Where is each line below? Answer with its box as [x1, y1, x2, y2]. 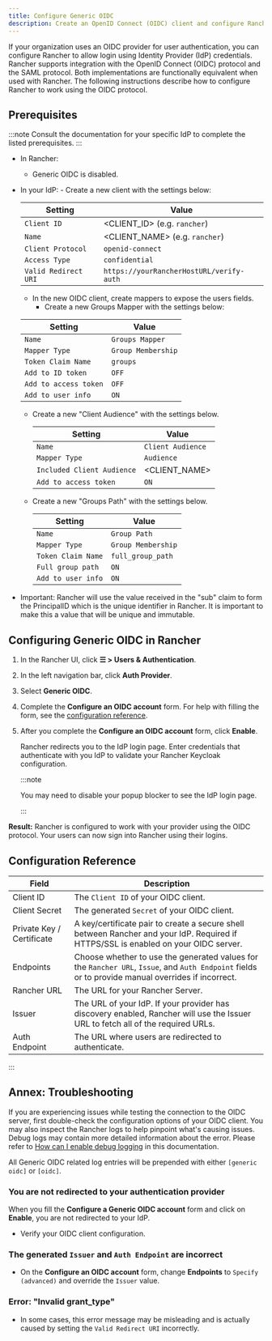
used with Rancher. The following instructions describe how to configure [8, 76, 251, 86]
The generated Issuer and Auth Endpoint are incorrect [8, 1249, 223, 1260]
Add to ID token [23, 368, 87, 377]
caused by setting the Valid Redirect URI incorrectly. [19, 1323, 200, 1333]
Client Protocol [23, 245, 87, 253]
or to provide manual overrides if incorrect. [74, 971, 237, 982]
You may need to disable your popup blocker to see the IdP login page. [19, 790, 257, 800]
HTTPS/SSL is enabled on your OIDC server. [74, 938, 243, 949]
